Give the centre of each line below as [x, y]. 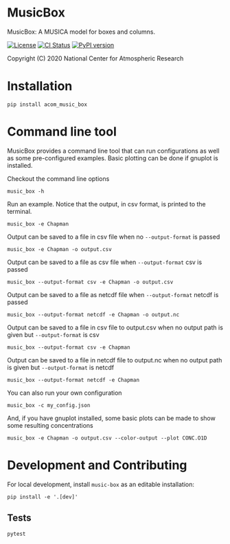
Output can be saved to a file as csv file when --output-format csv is [105, 262]
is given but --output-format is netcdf [61, 367]
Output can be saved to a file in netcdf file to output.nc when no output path [115, 360]
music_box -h [26, 191]
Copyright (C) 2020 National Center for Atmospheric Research [95, 58]
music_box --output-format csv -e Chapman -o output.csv [90, 282]
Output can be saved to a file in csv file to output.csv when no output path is [115, 327]
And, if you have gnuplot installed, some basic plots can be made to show [112, 418]
